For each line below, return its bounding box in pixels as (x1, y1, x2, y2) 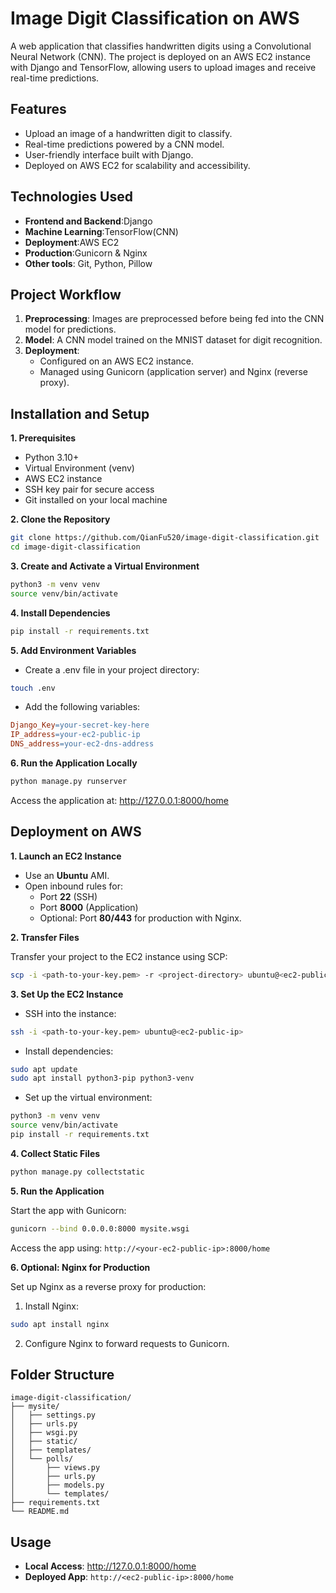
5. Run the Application (10, 1185, 105, 1197)
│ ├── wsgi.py (10, 1428, 78, 1438)
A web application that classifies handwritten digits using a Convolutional (10, 40, 312, 52)
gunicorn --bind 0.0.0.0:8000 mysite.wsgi (10, 1223, 190, 1234)
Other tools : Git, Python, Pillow (24, 257, 153, 269)
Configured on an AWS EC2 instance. (39, 355, 195, 367)
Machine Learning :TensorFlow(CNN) (24, 225, 179, 237)
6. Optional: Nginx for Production (10, 1261, 151, 1273)
